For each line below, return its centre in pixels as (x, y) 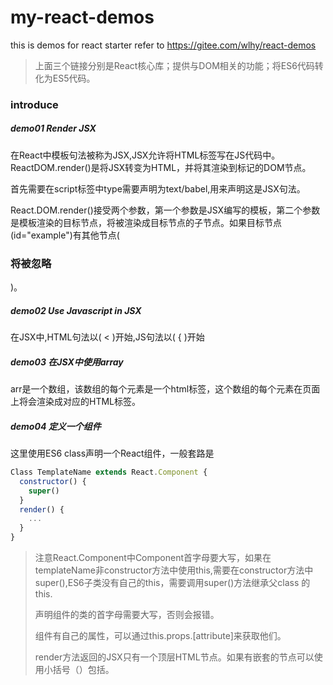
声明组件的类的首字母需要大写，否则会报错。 (127, 615)
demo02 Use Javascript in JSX (76, 310)
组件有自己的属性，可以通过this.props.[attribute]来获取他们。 (160, 636)
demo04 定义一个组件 (56, 426)
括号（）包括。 (83, 670)
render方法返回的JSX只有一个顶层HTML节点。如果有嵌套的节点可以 (174, 657)
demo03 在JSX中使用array (67, 362)
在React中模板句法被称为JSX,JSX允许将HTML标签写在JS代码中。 (145, 155)
